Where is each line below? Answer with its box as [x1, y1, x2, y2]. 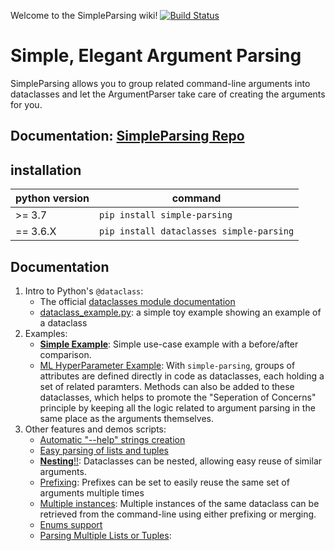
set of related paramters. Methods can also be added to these [39, 380, 295, 392]
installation [10, 161, 82, 179]
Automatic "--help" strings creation [39, 433, 186, 445]
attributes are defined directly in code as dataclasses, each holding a [39, 370, 325, 382]
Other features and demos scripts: [24, 423, 167, 435]
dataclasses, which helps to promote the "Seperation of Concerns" [39, 391, 317, 403]
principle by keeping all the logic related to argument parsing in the [39, 401, 316, 414]
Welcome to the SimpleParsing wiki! [10, 10, 158, 21]
